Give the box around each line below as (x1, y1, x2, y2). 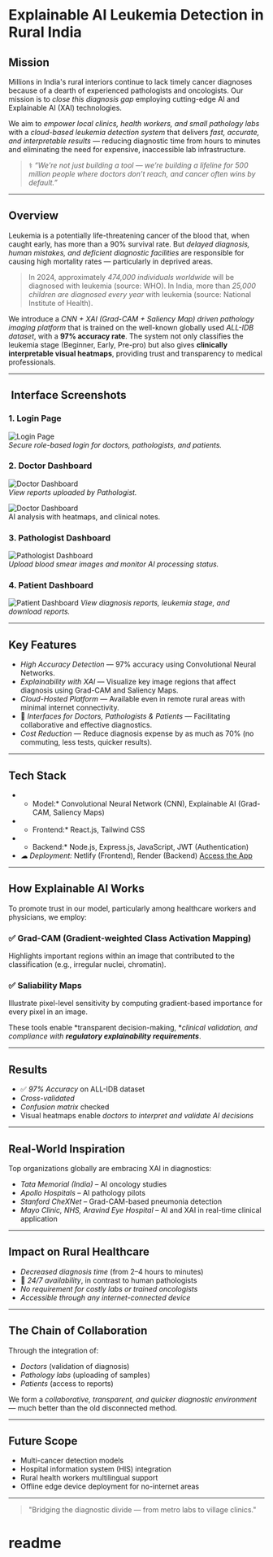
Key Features (8, 637, 77, 652)
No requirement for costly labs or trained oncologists (19, 1284, 198, 1293)
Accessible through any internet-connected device (19, 1292, 191, 1302)
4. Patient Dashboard (8, 580, 93, 591)
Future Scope (8, 1434, 78, 1448)
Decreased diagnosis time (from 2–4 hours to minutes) (19, 1266, 204, 1276)
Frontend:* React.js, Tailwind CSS (32, 824, 145, 835)
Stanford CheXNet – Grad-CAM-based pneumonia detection (19, 1196, 222, 1206)
